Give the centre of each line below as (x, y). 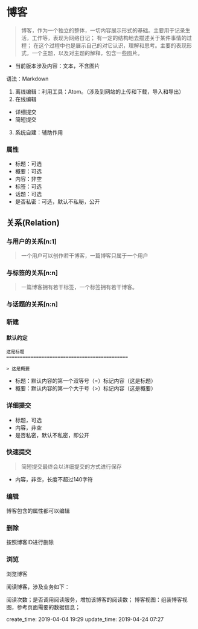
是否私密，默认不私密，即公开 (52, 435)
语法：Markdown (27, 79)
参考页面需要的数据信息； (48, 607)
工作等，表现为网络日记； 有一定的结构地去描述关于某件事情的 (109, 37)
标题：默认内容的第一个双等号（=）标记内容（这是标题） (86, 381)
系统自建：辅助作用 (39, 132)
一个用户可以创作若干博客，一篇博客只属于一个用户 (85, 255)
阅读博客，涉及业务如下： (38, 587)
